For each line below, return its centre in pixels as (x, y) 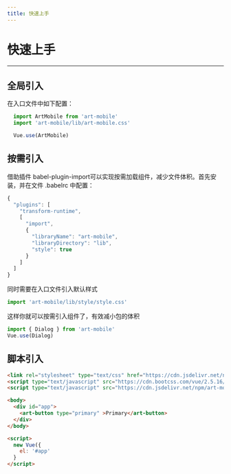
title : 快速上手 (28, 13)
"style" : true (52, 249)
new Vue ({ (27, 445)
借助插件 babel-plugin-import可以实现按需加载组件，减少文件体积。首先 (109, 176)
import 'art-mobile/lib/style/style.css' (67, 302)
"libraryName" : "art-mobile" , (75, 237)
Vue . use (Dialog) (30, 336)
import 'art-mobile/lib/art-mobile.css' (72, 123)
